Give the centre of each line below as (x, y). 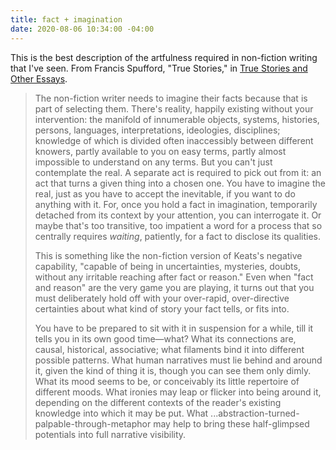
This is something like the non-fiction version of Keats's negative (168, 255)
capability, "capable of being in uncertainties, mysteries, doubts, (167, 266)
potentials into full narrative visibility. (110, 434)
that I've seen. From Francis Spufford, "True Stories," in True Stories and (159, 68)
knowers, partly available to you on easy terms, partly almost (160, 151)
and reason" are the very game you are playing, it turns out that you (174, 287)
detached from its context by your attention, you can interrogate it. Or (178, 215)
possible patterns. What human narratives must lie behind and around (178, 360)
